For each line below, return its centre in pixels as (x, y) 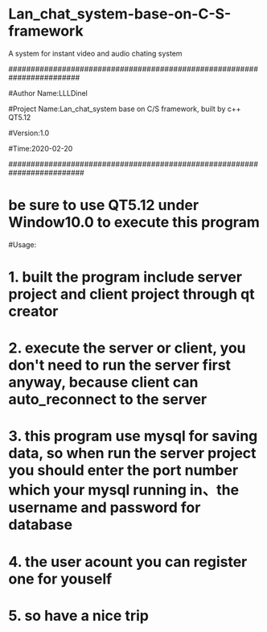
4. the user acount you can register (128, 562)
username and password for (105, 508)
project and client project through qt (131, 294)
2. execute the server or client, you (127, 348)
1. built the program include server (125, 277)
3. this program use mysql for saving (133, 436)
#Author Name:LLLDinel (48, 93)
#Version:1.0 (29, 133)
